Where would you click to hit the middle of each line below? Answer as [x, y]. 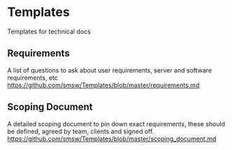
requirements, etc [32, 77]
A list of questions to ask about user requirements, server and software [110, 70]
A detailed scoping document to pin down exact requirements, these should [116, 123]
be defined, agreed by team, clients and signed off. [81, 131]
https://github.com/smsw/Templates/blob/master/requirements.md [103, 85]
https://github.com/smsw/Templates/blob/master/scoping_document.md [112, 138]
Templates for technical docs [49, 31]
